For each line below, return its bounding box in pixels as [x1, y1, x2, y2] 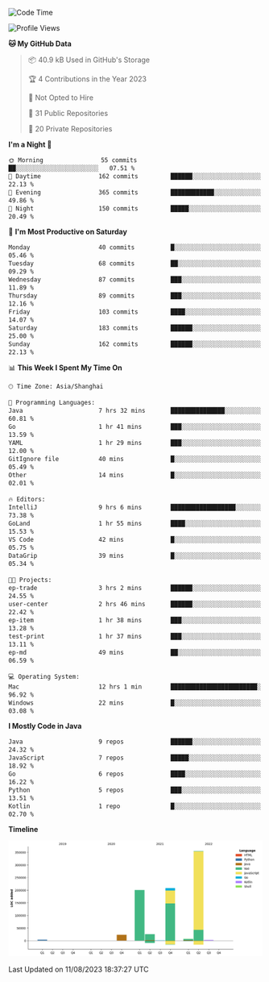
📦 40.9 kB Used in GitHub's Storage [27, 55, 151, 64]
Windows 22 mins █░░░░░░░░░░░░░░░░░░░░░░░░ [8, 699, 262, 707]
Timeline [8, 825, 39, 834]
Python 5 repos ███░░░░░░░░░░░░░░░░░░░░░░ [8, 786, 262, 794]
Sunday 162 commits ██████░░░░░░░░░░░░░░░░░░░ [8, 340, 262, 348]
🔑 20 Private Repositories [27, 124, 113, 133]
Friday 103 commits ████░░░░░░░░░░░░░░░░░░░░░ [8, 308, 262, 316]
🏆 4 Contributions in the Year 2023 [27, 74, 147, 84]
